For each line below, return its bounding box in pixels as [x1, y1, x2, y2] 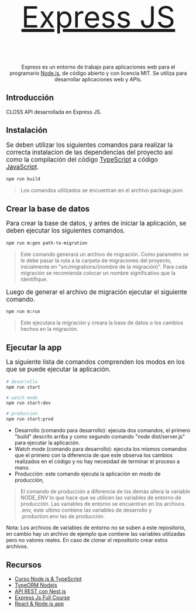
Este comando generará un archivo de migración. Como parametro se [20, 251, 189, 258]
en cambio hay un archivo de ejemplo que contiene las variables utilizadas [6, 530, 185, 537]
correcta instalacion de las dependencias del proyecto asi [6, 148, 173, 156]
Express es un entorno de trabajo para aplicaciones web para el [21, 63, 176, 70]
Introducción [6, 93, 54, 103]
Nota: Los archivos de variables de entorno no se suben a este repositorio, [6, 524, 186, 531]
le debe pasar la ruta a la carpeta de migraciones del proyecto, [20, 256, 172, 264]
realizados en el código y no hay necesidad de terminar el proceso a [14, 458, 180, 465]
